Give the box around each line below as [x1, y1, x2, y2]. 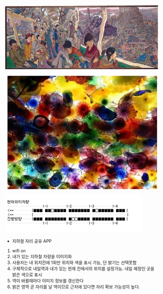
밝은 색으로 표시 [12, 272, 42, 278]
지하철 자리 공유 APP [12, 238, 52, 244]
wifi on [12, 248, 26, 254]
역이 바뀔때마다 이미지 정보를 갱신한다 [12, 278, 84, 284]
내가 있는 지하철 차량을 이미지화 [12, 254, 72, 260]
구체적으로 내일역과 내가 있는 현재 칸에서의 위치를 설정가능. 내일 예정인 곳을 [12, 266, 155, 272]
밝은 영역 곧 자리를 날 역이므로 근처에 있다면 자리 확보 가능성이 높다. [12, 284, 140, 290]
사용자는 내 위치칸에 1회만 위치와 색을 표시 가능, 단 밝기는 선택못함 [12, 260, 137, 265]
